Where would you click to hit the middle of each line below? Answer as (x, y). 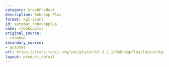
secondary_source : (24, 43)
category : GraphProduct (30, 10)
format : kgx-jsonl (24, 19)
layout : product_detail (30, 57)
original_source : (23, 33)
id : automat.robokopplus (31, 24)
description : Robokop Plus (33, 15)
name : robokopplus (24, 29)
